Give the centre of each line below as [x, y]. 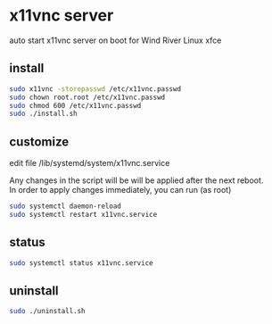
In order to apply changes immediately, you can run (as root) [120, 190]
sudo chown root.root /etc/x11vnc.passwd [87, 97]
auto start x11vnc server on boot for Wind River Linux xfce [115, 40]
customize [39, 141]
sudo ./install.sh [43, 114]
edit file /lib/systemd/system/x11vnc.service [90, 163]
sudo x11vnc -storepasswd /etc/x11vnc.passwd [95, 89]
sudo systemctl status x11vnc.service [81, 263]
